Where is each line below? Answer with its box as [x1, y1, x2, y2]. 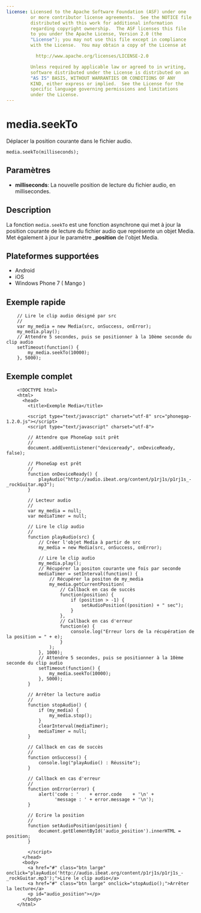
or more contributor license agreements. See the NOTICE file [30, 14, 192, 20]
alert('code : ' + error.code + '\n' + [38, 791, 154, 797]
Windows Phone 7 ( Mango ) [14, 280, 86, 287]
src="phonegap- [154, 413, 192, 419]
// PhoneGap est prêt [28, 461, 82, 467]
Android [14, 267, 35, 274]
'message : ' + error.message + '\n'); [54, 797, 154, 803]
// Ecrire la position [28, 812, 85, 818]
